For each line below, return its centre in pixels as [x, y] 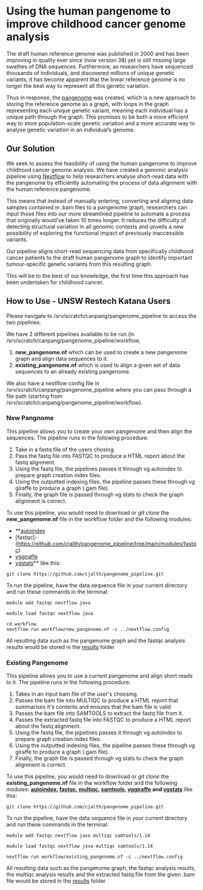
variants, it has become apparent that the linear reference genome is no [96, 79]
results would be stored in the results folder [61, 647]
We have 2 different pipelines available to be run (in [71, 334]
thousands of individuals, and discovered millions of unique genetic [90, 73]
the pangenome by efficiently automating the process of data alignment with [102, 182]
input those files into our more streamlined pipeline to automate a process [98, 214]
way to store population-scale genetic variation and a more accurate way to [101, 123]
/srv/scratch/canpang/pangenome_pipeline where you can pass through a [99, 389]
